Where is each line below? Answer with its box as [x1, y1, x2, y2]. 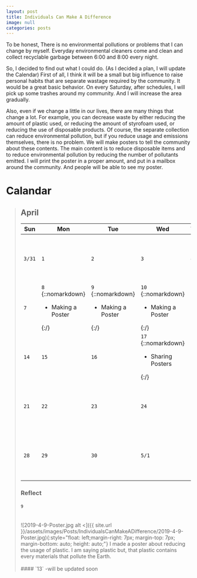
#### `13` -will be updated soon [20, 565, 98, 573]
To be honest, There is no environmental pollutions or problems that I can [6, 41, 184, 48]
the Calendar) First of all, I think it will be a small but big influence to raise [6, 71, 184, 78]
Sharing [150, 352, 172, 361]
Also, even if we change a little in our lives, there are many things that [6, 107, 174, 115]
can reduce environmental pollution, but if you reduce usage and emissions [6, 133, 188, 140]
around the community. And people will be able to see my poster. [6, 164, 163, 171]
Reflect [20, 489, 42, 497]
